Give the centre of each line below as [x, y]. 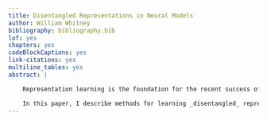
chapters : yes [32, 45]
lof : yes [23, 38]
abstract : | [28, 75]
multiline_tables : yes [46, 68]
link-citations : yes [43, 60]
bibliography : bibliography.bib [62, 30]
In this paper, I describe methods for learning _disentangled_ [131, 103]
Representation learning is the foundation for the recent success [136, 89]
